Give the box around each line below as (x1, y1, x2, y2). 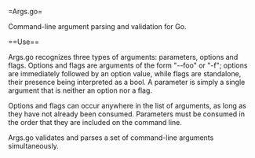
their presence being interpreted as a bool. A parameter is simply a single (8, 78, 246, 86)
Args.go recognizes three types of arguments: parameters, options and (8, 53, 239, 61)
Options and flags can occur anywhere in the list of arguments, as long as (8, 101, 247, 110)
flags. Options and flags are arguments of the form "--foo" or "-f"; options (8, 61, 248, 70)
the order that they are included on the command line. (8, 118, 183, 127)
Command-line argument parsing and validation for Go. (8, 22, 187, 31)
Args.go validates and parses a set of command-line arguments (8, 133, 214, 142)
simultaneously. (8, 141, 59, 150)
